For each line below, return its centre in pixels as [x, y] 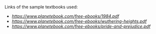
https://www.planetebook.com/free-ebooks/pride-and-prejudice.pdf [81, 26]
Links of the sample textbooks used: [41, 7]
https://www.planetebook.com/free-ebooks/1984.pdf [65, 16]
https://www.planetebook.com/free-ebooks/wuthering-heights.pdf [79, 21]
